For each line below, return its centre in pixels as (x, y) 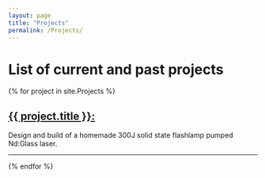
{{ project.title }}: (52, 116)
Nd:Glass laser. (33, 144)
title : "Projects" (38, 23)
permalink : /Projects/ (46, 30)
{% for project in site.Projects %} (62, 91)
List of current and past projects (116, 69)
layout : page (30, 15)
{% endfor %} (31, 166)
